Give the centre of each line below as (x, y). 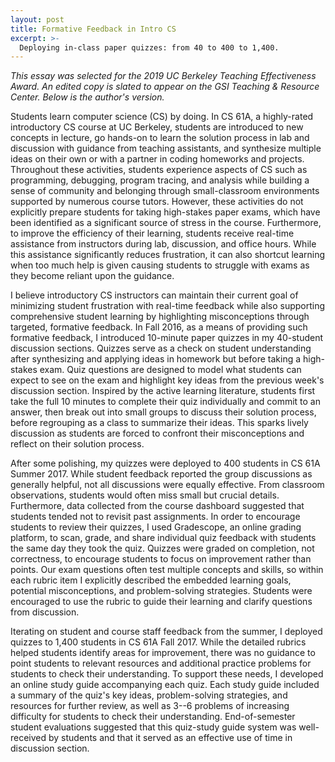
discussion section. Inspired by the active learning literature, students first (163, 391)
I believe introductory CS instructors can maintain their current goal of (154, 295)
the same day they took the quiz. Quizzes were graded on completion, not (162, 548)
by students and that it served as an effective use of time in (170, 738)
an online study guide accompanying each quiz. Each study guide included (165, 685)
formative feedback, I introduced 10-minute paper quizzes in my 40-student (167, 338)
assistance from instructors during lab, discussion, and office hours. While (163, 244)
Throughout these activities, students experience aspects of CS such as (159, 170)
